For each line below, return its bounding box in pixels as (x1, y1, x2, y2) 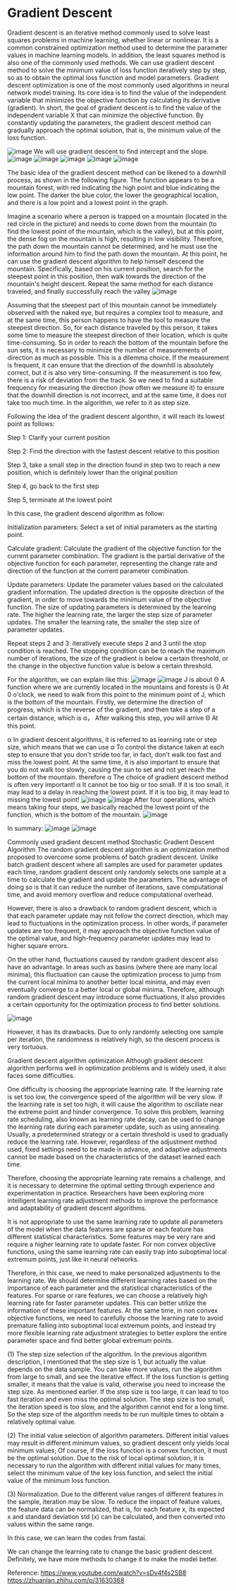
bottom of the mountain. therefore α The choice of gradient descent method (7, 772, 229, 781)
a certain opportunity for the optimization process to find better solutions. (7, 1000, 221, 1008)
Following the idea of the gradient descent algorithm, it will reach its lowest (7, 412, 225, 420)
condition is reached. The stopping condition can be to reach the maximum (7, 646, 225, 655)
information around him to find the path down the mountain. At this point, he (7, 249, 228, 258)
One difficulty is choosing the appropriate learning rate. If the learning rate (7, 1084, 223, 1093)
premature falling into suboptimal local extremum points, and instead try (7, 1321, 216, 1330)
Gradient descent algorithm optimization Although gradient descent (7, 1056, 203, 1065)
